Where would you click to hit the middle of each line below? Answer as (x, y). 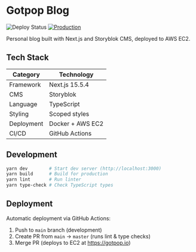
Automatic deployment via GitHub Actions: (59, 218)
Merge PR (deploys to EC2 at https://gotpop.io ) (73, 242)
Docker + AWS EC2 (76, 124)
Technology (76, 74)
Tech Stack (27, 58)
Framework (25, 85)
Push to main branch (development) (59, 230)
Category (26, 74)
